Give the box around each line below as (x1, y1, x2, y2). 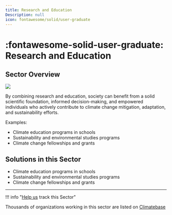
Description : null (5, 12, 45, 17)
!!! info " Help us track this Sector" (5, 194, 76, 200)
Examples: (5, 120, 27, 126)
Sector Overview (5, 70, 60, 79)
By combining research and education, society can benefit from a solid (5, 93, 155, 100)
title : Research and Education (5, 7, 72, 13)
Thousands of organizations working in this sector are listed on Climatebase (5, 204, 166, 210)
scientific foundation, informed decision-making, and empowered (5, 99, 143, 105)
